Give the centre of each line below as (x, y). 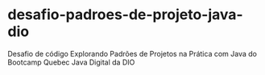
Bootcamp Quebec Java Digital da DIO (71, 62)
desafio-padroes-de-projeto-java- (125, 15)
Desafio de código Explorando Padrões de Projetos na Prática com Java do (132, 53)
